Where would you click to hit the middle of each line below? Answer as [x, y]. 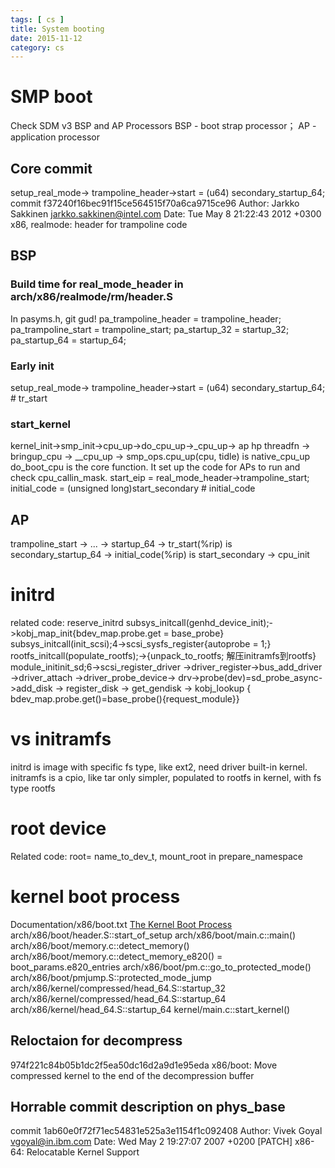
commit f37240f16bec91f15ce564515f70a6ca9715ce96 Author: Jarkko [155, 203]
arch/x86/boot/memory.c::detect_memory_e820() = [116, 956]
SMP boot [51, 97]
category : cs [37, 47]
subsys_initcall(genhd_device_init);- [199, 623]
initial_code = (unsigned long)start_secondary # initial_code [133, 488]
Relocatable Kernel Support [83, 1152]
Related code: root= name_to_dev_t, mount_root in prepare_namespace [157, 856]
